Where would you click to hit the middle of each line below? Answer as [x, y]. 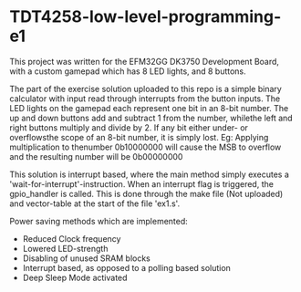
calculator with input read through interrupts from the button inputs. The [145, 99]
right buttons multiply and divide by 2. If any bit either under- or [129, 127]
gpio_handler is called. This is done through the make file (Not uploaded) [146, 193]
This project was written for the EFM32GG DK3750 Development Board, [145, 61]
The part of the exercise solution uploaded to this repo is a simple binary [146, 89]
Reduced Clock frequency [72, 238]
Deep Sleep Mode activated [75, 277]
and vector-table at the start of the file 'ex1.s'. [95, 203]
